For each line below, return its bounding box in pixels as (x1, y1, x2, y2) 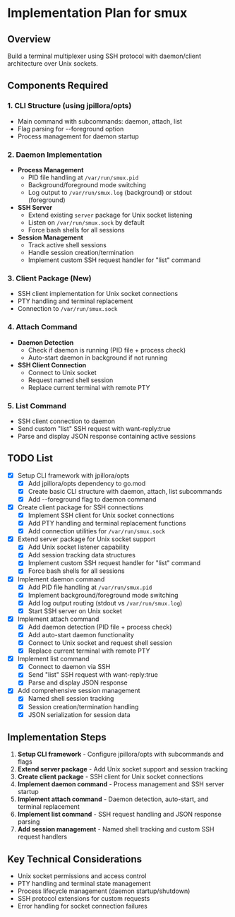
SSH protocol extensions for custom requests (17, 894, 150, 903)
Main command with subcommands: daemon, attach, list (17, 117, 182, 125)
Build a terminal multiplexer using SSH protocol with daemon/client (7, 52, 202, 60)
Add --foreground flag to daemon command (28, 495, 157, 503)
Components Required (7, 80, 109, 92)
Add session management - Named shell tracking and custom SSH (17, 825, 215, 834)
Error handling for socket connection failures (17, 902, 148, 911)
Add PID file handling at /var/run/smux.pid (28, 583, 152, 591)
